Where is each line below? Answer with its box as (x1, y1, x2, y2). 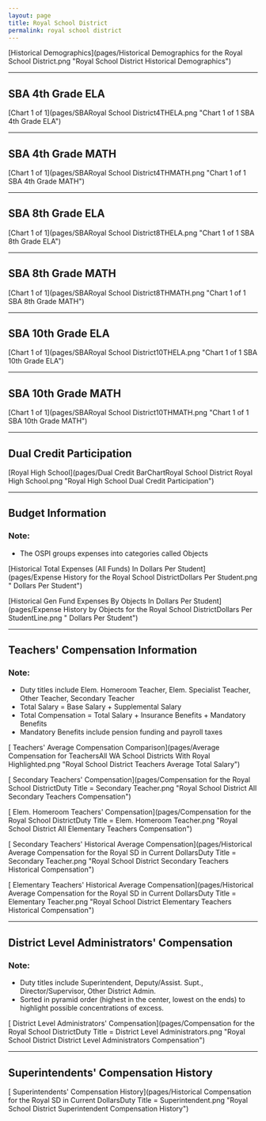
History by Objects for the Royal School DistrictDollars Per (63, 604, 253, 614)
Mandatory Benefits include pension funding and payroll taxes (19, 727, 223, 737)
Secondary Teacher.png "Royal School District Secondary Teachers (8, 857, 230, 866)
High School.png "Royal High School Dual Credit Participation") (8, 476, 215, 486)
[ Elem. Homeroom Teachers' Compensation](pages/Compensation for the (8, 807, 252, 817)
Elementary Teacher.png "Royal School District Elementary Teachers (8, 897, 232, 907)
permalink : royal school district (8, 26, 123, 34)
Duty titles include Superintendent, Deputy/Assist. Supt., (19, 978, 203, 988)
